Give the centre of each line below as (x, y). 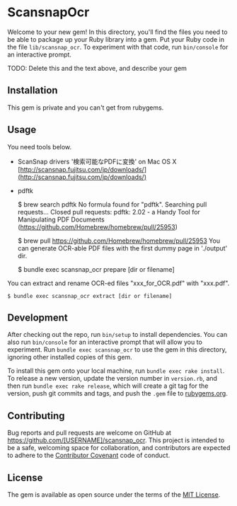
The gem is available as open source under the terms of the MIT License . (114, 495)
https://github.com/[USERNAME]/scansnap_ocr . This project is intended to (116, 440)
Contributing (36, 416)
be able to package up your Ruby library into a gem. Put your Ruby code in (116, 39)
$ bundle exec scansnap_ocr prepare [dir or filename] (96, 269)
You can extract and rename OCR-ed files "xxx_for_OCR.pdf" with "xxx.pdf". (118, 283)
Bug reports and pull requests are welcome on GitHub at (89, 433)
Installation (33, 90)
